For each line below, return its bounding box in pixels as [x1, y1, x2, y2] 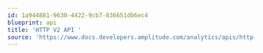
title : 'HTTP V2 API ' [7, 26, 82, 34]
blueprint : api [7, 19, 57, 26]
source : [7, 33, 33, 41]
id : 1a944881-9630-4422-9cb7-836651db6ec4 [7, 11, 148, 19]
